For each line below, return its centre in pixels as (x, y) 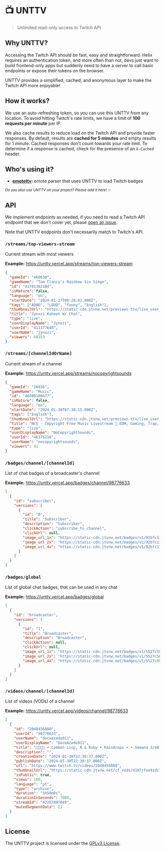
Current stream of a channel (34, 363)
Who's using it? (29, 169)
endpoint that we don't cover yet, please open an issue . (61, 222)
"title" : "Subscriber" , (47, 519)
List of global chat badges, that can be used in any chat (61, 587)
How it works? (27, 101)
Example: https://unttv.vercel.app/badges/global (55, 597)
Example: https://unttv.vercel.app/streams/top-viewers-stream (69, 264)
